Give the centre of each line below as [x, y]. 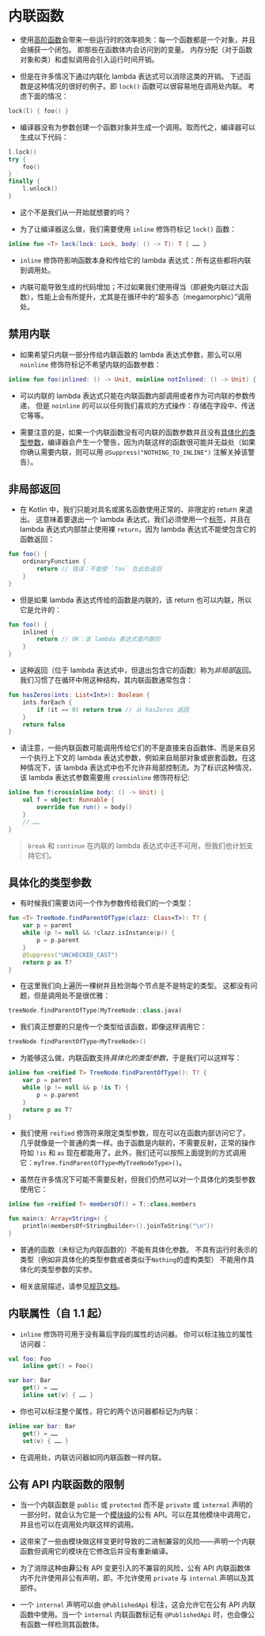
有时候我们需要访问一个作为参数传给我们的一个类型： [106, 903]
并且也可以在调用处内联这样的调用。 [79, 1524]
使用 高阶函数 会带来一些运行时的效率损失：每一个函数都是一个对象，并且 [137, 40]
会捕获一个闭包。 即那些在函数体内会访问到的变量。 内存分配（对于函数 [136, 49]
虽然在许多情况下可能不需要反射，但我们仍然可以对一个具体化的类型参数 [137, 1180]
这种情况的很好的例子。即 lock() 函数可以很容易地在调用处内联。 [140, 86]
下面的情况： [47, 96]
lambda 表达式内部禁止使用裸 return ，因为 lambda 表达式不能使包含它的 [138, 529]
